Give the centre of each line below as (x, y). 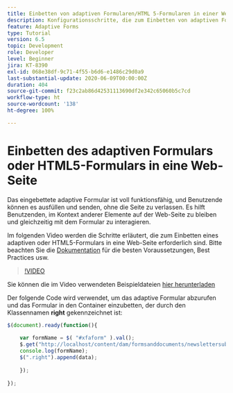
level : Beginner (31, 59)
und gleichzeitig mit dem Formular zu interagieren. (79, 221)
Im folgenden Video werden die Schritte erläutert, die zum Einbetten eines (113, 235)
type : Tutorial (29, 33)
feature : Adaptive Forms (43, 26)
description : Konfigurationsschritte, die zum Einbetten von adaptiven (113, 20)
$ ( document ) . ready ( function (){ (52, 325)
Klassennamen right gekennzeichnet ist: (65, 312)
